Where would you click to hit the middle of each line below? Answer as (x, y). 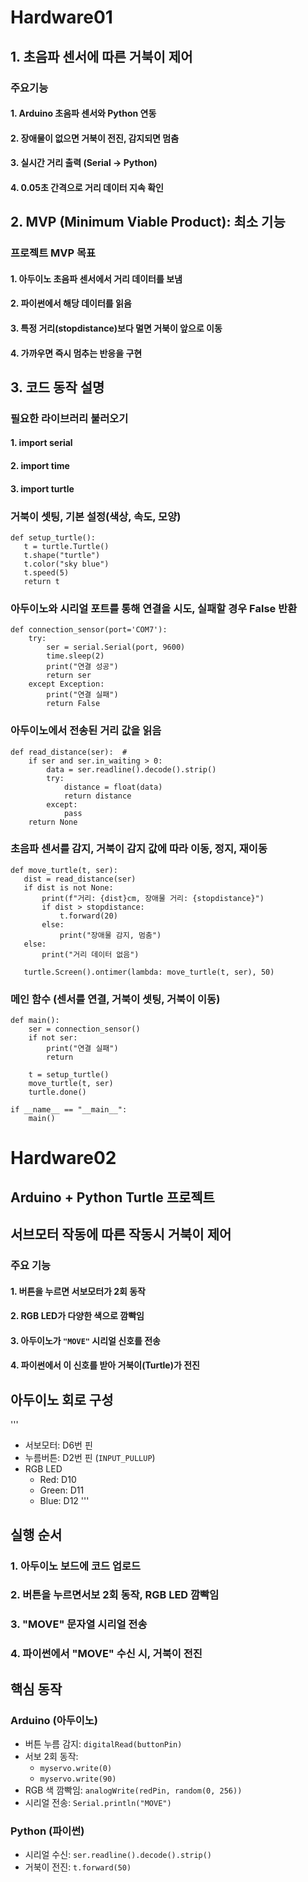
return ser (69, 676)
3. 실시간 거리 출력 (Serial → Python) (84, 163)
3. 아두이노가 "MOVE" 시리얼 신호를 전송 (85, 1340)
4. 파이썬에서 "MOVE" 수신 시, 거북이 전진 (106, 1654)
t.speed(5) (46, 572)
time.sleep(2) (75, 656)
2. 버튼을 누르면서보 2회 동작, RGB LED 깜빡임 (115, 1595)
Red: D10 (58, 1480)
